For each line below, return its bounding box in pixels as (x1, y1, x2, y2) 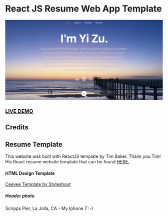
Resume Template (5, 140, 62, 148)
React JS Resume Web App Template (5, 3, 162, 15)
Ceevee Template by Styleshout (5, 181, 71, 187)
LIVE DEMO (5, 107, 33, 114)
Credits (5, 123, 29, 132)
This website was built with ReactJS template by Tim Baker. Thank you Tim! (5, 153, 161, 159)
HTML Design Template (5, 170, 55, 176)
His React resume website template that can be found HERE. (5, 159, 129, 165)
